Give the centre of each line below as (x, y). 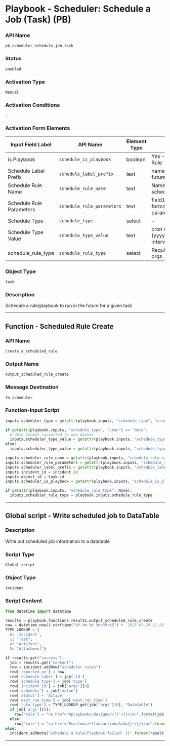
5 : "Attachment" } (28, 649)
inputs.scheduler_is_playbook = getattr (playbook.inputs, (68, 482)
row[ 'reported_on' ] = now (37, 672)
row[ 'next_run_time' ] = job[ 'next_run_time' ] (59, 700)
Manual (12, 92)
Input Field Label (31, 144)
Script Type (20, 554)
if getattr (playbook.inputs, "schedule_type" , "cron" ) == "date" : (77, 430)
